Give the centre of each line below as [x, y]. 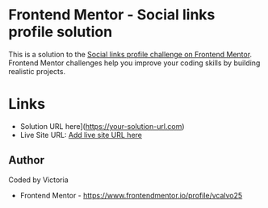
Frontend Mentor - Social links [112, 15]
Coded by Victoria [38, 180]
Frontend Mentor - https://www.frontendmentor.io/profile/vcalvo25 [131, 195]
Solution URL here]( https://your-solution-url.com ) [102, 126]
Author [26, 160]
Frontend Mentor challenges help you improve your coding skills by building [134, 63]
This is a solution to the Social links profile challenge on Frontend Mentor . [130, 54]
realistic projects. [37, 71]
